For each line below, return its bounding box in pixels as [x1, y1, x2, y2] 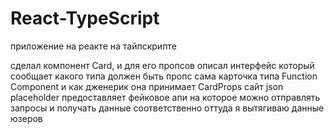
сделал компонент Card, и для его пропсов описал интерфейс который [10, 59, 315, 71]
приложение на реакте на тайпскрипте [10, 40, 177, 52]
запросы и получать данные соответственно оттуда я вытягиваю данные [10, 102, 325, 114]
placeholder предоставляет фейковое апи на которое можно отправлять [10, 91, 321, 103]
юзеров [10, 112, 43, 124]
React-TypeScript [10, 7, 160, 30]
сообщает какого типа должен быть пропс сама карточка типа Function [10, 70, 318, 82]
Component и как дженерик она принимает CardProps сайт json [10, 80, 284, 92]
